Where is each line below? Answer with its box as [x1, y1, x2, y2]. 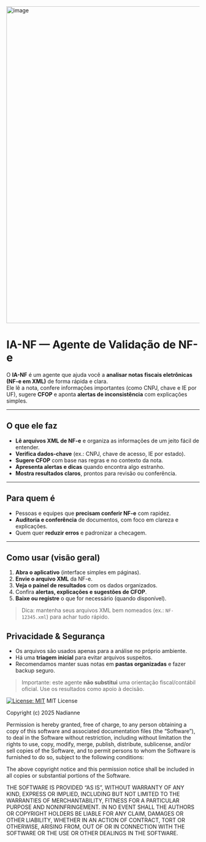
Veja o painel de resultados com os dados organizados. [15, 582, 158, 589]
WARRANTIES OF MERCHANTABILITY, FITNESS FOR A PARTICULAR [6, 797, 180, 805]
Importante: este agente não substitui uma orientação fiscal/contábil [21, 679, 196, 686]
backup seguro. [15, 667, 55, 674]
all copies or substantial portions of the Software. [6, 772, 131, 779]
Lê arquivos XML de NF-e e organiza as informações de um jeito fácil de [15, 437, 199, 444]
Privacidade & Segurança [6, 631, 105, 641]
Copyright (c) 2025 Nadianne [6, 709, 80, 717]
